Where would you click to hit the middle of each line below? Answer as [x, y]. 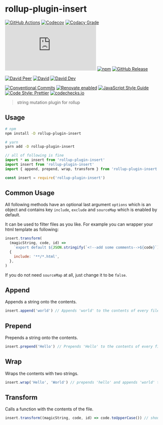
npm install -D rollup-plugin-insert [43, 133]
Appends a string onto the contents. [41, 302]
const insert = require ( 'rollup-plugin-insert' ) [55, 178]
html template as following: [32, 230]
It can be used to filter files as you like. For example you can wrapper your [79, 224]
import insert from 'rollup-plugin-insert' [50, 164]
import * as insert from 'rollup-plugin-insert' [55, 160]
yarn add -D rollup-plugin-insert [40, 147]
